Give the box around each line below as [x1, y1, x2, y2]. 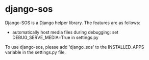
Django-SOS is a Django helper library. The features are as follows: [5, 20, 141, 26]
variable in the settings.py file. [5, 49, 66, 55]
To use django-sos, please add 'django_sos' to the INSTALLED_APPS [5, 44, 145, 50]
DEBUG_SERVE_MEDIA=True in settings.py [12, 34, 99, 40]
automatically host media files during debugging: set [12, 29, 119, 35]
